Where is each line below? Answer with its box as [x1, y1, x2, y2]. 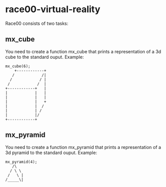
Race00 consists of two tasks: [5, 20, 69, 26]
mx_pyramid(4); [5, 159, 38, 164]
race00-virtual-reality [5, 4, 101, 15]
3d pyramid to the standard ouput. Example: [5, 149, 97, 156]
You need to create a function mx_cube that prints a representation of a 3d [5, 48, 161, 54]
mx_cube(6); [5, 63, 30, 69]
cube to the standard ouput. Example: [5, 54, 84, 60]
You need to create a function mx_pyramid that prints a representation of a [5, 144, 161, 150]
